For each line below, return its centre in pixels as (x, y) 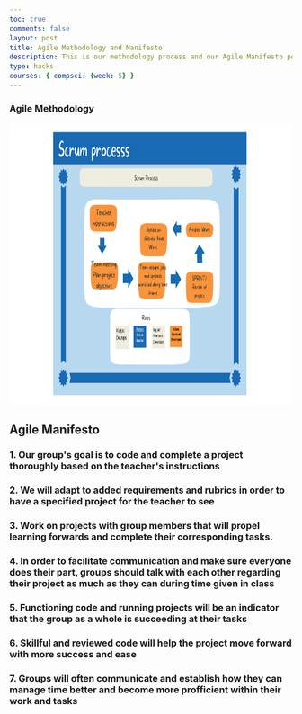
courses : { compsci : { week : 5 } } (72, 76)
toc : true (28, 19)
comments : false (40, 28)
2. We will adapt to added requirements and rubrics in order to (147, 490)
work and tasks (44, 701)
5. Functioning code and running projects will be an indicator (144, 608)
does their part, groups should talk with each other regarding (145, 573)
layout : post (34, 38)
